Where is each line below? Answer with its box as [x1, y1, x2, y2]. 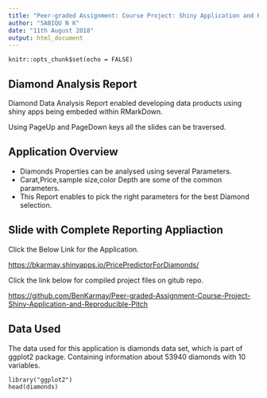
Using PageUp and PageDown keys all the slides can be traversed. [8, 123, 226, 132]
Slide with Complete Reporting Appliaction [8, 224, 224, 237]
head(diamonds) [8, 383, 59, 391]
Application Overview [8, 145, 118, 159]
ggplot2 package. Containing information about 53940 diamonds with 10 [8, 352, 246, 361]
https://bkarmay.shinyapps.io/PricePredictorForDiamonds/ [8, 259, 199, 269]
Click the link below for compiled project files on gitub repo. [8, 275, 204, 285]
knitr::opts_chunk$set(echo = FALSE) [8, 56, 133, 64]
